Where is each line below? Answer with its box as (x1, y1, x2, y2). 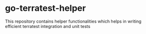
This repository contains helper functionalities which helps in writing (5, 18, 142, 24)
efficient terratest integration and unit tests (5, 23, 91, 29)
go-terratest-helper (5, 3, 86, 14)
